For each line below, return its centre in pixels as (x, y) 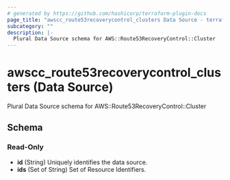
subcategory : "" (30, 26)
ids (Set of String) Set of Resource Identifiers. (81, 169)
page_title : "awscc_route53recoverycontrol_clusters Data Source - (105, 20)
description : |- (30, 33)
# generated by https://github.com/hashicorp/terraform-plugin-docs (107, 13)
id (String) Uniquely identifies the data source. (82, 162)
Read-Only (26, 147)
